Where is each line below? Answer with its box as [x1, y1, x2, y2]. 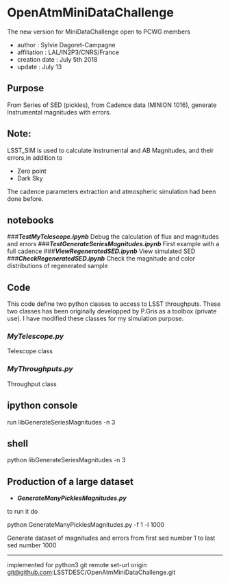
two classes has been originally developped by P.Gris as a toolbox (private [7, 307, 217, 316]
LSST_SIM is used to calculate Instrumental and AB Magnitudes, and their [7, 146, 214, 154]
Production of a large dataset [7, 475, 133, 488]
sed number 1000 [7, 541, 57, 549]
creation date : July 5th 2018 [16, 55, 98, 63]
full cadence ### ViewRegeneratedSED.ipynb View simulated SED [7, 247, 196, 255]
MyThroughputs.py [7, 364, 73, 374]
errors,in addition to [7, 153, 63, 162]
